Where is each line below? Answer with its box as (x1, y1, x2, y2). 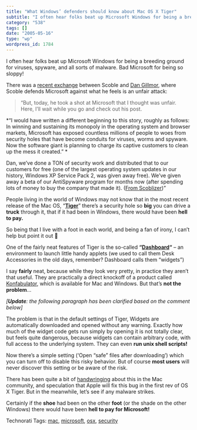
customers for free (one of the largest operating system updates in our (6, 165, 177, 172)
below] (6, 304, 23, 311)
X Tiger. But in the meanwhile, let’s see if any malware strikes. (6, 388, 155, 395)
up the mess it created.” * (6, 148, 68, 155)
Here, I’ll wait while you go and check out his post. (20, 105, 142, 112)
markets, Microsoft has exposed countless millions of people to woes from (6, 129, 186, 136)
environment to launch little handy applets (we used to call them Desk (6, 249, 175, 256)
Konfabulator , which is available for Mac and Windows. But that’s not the (6, 280, 182, 287)
